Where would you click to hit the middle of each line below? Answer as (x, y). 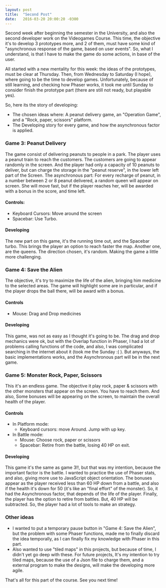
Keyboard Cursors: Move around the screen (57, 213)
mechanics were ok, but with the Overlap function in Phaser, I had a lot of (80, 341)
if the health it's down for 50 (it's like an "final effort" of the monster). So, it (82, 489)
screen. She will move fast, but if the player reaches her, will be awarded (79, 186)
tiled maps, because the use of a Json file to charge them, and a (78, 560)
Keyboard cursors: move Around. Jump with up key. (73, 429)
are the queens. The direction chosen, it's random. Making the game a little (82, 252)
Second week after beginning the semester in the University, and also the (80, 33)
